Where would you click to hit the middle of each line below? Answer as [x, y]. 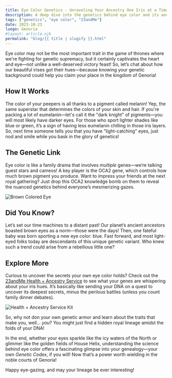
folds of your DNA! [25, 328]
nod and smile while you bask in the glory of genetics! [62, 136]
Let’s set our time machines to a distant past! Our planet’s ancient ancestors [85, 225]
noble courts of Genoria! [31, 360]
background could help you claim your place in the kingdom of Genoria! [81, 75]
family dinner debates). [30, 297]
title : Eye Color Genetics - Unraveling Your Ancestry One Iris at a [81, 10]
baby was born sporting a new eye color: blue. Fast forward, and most [79, 236]
